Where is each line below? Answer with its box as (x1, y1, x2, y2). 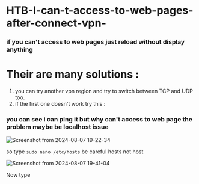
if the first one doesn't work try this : (14, 100, 106, 108)
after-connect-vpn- (6, 16, 106, 30)
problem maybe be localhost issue (6, 123, 109, 131)
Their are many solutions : (6, 67, 139, 81)
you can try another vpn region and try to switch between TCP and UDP (14, 88, 194, 95)
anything (6, 46, 33, 54)
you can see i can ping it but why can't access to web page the (6, 115, 192, 123)
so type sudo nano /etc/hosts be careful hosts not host (6, 148, 144, 155)
